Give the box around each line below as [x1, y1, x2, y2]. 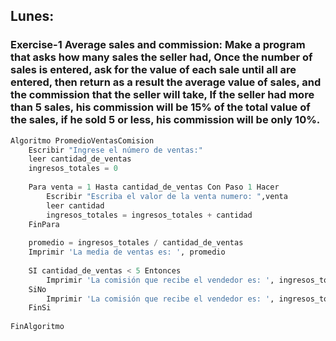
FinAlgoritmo [10, 322, 65, 332]
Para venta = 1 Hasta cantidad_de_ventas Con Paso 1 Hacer [28, 182, 280, 193]
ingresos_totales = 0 [28, 164, 118, 174]
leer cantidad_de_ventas [28, 154, 132, 164]
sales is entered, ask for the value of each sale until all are [10, 63, 297, 77]
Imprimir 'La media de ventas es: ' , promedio [28, 247, 226, 258]
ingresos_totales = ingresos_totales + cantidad [46, 210, 253, 220]
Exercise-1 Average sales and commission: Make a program [10, 38, 306, 52]
